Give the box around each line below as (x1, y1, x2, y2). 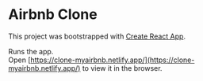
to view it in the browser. (82, 63, 163, 72)
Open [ (8, 55, 31, 64)
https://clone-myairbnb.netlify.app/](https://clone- (30, 55, 195, 64)
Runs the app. (8, 46, 54, 56)
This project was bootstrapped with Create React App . (8, 31, 186, 41)
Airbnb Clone (8, 6, 98, 24)
